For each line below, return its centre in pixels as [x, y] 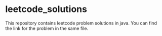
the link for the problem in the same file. [47, 28]
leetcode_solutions [46, 9]
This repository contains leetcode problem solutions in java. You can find [81, 23]
